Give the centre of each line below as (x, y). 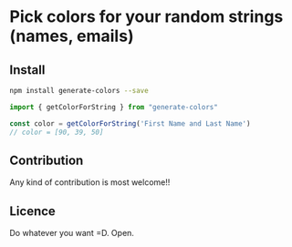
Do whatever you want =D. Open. (72, 233)
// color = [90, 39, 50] (57, 132)
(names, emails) (72, 36)
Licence (33, 211)
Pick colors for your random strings (146, 17)
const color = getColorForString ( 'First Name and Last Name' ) (130, 123)
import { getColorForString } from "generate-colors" (114, 107)
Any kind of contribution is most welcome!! (90, 182)
